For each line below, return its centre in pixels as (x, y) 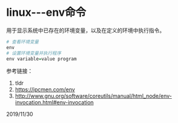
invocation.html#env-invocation (54, 102)
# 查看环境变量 (23, 42)
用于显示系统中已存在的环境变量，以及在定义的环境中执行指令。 (85, 30)
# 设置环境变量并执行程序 (34, 53)
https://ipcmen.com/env (45, 90)
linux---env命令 (46, 12)
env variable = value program (42, 59)
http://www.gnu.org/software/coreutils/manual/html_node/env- (93, 96)
